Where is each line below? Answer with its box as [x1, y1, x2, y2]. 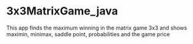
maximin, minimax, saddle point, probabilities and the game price [6, 30, 170, 37]
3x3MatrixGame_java [6, 4, 118, 18]
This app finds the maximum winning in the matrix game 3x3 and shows [6, 24, 188, 31]
